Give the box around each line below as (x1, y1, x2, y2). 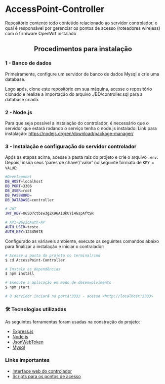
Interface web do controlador (12, 368, 72, 374)
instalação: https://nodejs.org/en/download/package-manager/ (5, 130, 134, 136)
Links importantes (5, 357, 50, 364)
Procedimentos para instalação (34, 45, 132, 53)
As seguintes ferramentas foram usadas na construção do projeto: (5, 319, 140, 325)
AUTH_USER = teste (5, 225, 39, 230)
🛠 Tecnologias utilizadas (5, 306, 67, 313)
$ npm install (5, 271, 35, 276)
